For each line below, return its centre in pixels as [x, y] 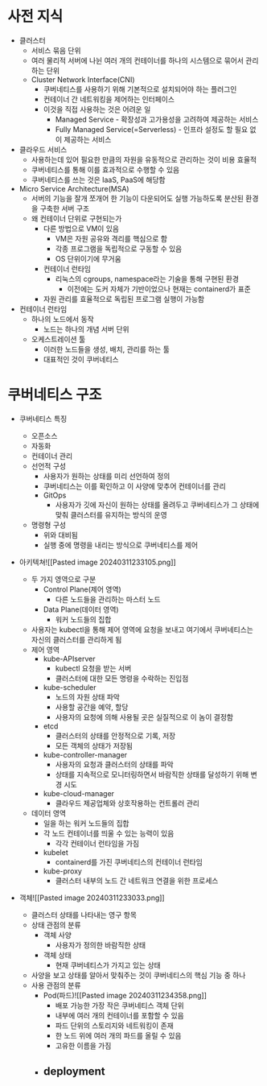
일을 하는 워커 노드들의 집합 [86, 823]
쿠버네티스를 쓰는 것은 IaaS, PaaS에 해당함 [98, 180]
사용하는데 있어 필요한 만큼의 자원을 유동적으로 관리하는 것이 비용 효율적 [144, 159]
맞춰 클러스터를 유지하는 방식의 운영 [111, 514]
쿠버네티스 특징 [43, 419]
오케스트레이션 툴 [58, 339]
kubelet [56, 852]
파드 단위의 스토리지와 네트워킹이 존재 [114, 1025]
